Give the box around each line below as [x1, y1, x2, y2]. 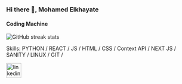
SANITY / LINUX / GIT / [6, 51, 64, 58]
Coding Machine [6, 20, 48, 27]
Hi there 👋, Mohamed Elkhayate [6, 5, 99, 14]
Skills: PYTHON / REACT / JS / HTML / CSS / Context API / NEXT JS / [6, 45, 177, 52]
